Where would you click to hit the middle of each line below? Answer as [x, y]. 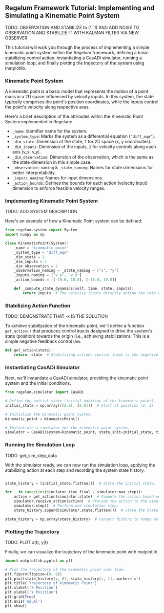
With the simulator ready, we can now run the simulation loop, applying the [80, 465]
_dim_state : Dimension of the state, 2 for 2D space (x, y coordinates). [82, 142]
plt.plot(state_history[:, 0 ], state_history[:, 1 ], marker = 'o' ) [73, 579]
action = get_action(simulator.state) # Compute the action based [84, 497]
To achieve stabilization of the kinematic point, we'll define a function [75, 326]
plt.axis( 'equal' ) [24, 601]
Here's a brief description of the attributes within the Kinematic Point [74, 116]
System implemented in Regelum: [39, 122]
